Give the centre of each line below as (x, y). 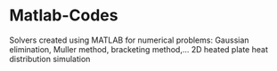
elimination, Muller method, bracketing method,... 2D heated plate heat (139, 49)
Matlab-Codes (64, 16)
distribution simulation (50, 59)
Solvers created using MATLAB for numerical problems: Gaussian (129, 40)
